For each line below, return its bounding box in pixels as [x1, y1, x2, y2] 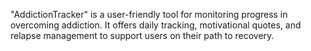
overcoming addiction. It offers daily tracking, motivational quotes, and [10, 19, 302, 31]
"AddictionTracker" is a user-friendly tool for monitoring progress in [10, 9, 288, 20]
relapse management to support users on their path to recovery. [10, 30, 275, 41]
